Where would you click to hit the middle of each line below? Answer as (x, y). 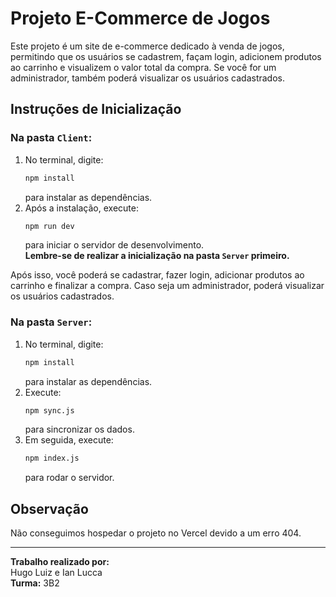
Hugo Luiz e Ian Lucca (56, 573)
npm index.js (52, 458)
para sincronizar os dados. (79, 429)
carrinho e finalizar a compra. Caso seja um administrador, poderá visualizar (167, 286)
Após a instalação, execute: (81, 208)
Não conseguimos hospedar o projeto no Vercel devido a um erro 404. (156, 533)
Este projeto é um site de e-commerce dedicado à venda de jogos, (147, 46)
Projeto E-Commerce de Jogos (140, 18)
